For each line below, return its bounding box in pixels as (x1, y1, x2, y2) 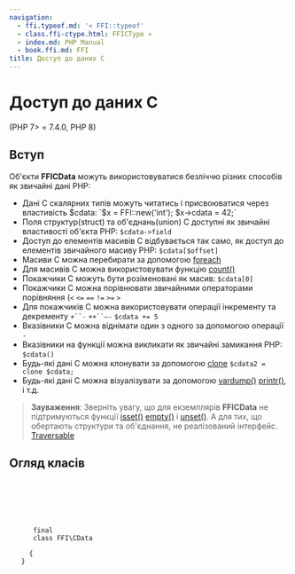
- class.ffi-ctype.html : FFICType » (17, 29, 152, 38)
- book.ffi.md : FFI (17, 46, 89, 55)
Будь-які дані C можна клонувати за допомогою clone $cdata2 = (21, 358, 266, 368)
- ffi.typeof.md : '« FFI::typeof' (17, 21, 144, 30)
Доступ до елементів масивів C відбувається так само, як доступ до (21, 235, 284, 246)
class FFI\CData (32, 533, 93, 542)
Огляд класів (9, 456, 86, 471)
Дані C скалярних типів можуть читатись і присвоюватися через (21, 197, 269, 208)
